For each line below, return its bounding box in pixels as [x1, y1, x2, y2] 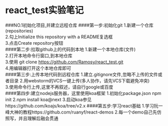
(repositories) [5, 28, 34, 34]
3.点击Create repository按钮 [5, 40, 64, 46]
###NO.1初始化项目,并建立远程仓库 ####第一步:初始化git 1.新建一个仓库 [5, 22, 154, 28]
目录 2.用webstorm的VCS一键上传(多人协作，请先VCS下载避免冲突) [9, 77, 150, 83]
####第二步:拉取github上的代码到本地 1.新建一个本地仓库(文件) [5, 46, 136, 52]
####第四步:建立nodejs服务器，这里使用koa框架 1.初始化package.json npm [5, 90, 161, 96]
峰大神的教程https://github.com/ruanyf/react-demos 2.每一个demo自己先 [5, 109, 157, 115]
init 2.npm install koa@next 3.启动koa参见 [5, 96, 92, 102]
